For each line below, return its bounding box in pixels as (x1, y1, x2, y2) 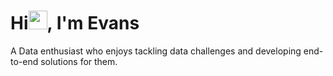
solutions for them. (40, 55, 118, 67)
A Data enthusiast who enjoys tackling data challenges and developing (10, 45, 302, 57)
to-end (10, 55, 39, 67)
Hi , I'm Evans (10, 12, 140, 35)
